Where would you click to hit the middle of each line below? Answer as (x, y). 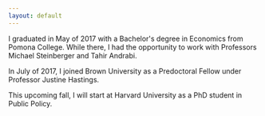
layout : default (35, 16)
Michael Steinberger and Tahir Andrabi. (73, 55)
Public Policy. (30, 103)
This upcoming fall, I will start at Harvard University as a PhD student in (125, 95)
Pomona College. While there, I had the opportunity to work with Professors (132, 47)
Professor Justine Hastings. (54, 79)
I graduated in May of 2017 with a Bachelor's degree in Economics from (126, 38)
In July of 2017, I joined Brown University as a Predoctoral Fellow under (125, 71)
